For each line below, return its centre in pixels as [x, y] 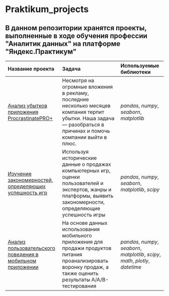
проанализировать [85, 261]
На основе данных [85, 223]
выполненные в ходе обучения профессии [76, 36]
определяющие [81, 209]
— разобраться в [83, 125]
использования [81, 229]
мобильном [22, 261]
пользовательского [31, 248]
